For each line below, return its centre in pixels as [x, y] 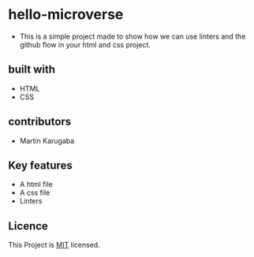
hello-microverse [66, 15]
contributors [40, 122]
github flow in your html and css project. [85, 44]
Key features [40, 165]
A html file [36, 184]
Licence [28, 226]
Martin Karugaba [47, 140]
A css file [35, 193]
